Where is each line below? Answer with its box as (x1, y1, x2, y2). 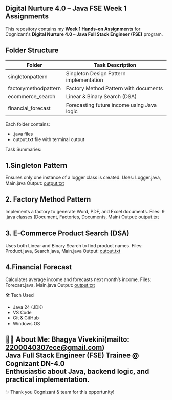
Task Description (94, 61, 137, 68)
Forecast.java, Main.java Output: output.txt (5, 282, 95, 288)
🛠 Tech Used (5, 292, 34, 298)
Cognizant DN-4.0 (5, 359, 65, 368)
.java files (12, 131, 33, 137)
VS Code (12, 309, 32, 315)
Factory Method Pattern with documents (66, 85, 163, 92)
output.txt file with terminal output (12, 136, 85, 143)
